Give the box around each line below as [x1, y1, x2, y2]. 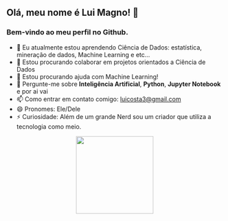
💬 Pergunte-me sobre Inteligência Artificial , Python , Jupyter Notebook [16, 80, 221, 88]
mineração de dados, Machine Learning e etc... [16, 50, 150, 59]
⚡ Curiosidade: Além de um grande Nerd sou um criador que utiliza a [16, 112, 212, 120]
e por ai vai [16, 87, 49, 95]
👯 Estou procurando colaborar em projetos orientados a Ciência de [16, 58, 206, 66]
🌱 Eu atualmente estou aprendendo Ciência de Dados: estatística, [16, 43, 202, 52]
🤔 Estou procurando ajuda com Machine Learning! [16, 72, 159, 81]
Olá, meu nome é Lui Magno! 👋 [6, 7, 139, 19]
